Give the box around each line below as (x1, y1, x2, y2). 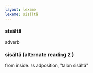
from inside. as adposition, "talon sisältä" (5, 62, 89, 69)
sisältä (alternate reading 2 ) (5, 51, 74, 58)
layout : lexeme (5, 7, 36, 12)
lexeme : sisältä (5, 12, 38, 17)
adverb (5, 39, 20, 45)
